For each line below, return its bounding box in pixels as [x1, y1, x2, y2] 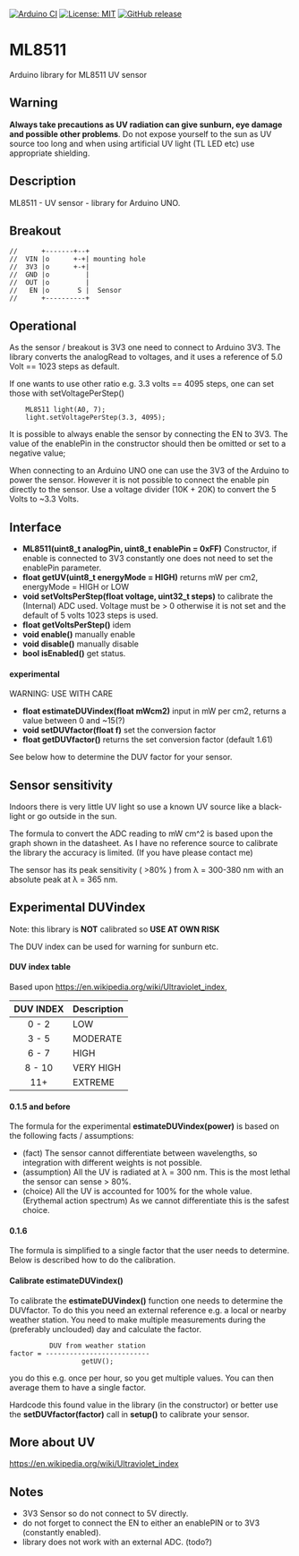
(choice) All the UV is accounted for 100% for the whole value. [21, 1186, 252, 1197]
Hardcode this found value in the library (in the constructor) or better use [9, 1399, 279, 1410]
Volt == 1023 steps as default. [9, 361, 120, 372]
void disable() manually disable [21, 638, 140, 649]
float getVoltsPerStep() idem [21, 620, 132, 630]
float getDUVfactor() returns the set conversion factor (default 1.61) [21, 734, 273, 745]
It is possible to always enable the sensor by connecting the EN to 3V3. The [9, 429, 288, 440]
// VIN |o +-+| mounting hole [9, 255, 146, 264]
